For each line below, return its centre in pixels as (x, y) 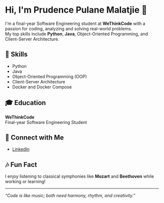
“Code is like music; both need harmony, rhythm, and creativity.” (70, 196)
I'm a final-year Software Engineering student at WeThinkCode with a (75, 23)
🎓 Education (26, 103)
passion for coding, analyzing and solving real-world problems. (69, 28)
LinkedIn (21, 149)
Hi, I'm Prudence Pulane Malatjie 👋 (76, 10)
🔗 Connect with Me (35, 137)
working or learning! (25, 182)
